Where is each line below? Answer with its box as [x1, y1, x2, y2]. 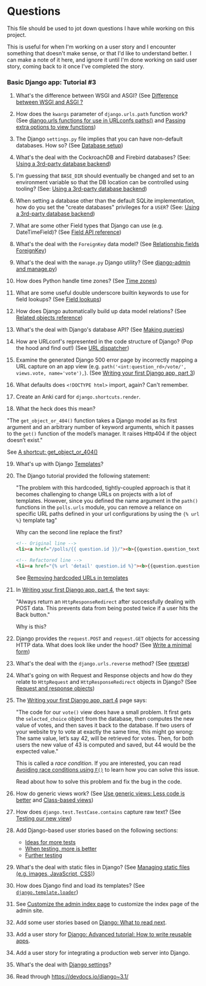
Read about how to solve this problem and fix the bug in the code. [15, 778, 182, 785]
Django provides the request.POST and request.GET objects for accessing [15, 634, 200, 642]
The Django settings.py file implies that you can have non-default [15, 135, 183, 142]
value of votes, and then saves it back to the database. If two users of [15, 721, 192, 729]
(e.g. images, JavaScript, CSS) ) [15, 870, 95, 877]
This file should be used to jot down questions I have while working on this [7, 25, 195, 32]
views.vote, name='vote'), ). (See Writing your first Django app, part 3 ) [15, 370, 196, 377]
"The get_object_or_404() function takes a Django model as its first [7, 417, 177, 424]
